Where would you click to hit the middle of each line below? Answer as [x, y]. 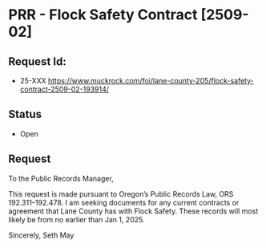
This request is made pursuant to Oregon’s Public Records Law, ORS [121, 193]
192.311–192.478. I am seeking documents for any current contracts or [124, 202]
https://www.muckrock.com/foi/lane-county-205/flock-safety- [151, 81]
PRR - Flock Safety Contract [103, 15]
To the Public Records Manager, [61, 178]
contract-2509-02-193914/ [64, 89]
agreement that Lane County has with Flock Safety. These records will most [133, 211]
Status [25, 114]
